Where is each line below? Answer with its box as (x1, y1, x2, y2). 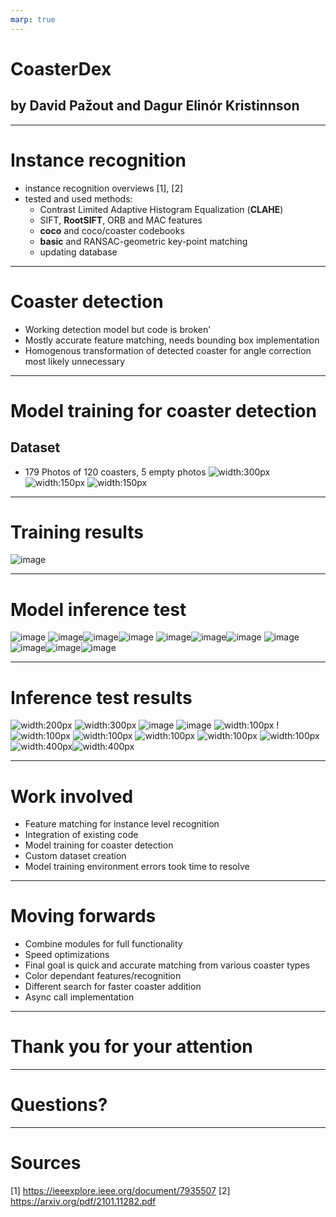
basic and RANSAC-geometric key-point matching (39, 235, 248, 247)
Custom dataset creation (24, 850, 127, 862)
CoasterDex (10, 57, 112, 80)
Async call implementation (24, 991, 135, 1003)
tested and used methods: (24, 192, 133, 205)
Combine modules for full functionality (24, 938, 183, 950)
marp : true (10, 14, 56, 25)
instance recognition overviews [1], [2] (24, 182, 184, 194)
